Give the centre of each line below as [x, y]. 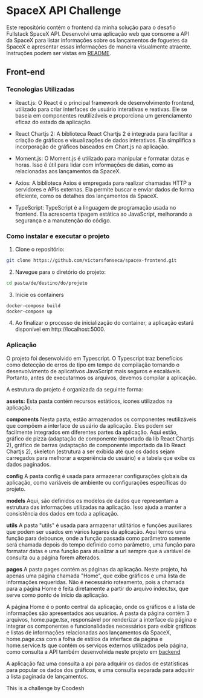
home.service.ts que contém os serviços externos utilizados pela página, [97, 645]
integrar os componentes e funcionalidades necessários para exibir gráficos [101, 626]
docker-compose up [29, 311]
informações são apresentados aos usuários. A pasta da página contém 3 [98, 613]
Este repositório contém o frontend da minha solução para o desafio [91, 27]
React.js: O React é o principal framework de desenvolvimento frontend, [105, 102]
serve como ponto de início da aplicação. [58, 595]
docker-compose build [34, 306]
